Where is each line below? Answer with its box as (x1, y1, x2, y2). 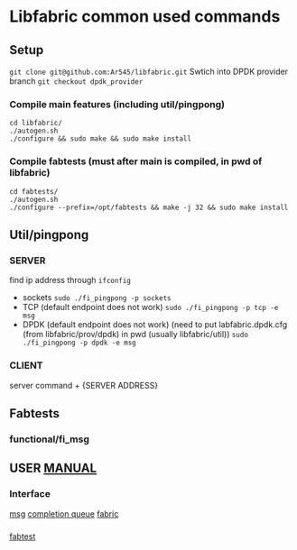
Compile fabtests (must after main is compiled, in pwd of (9, 155, 263, 168)
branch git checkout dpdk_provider (9, 76, 144, 87)
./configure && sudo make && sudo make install (9, 134, 192, 143)
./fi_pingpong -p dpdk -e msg (22, 338, 137, 348)
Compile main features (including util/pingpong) (9, 97, 226, 110)
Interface (9, 488, 51, 500)
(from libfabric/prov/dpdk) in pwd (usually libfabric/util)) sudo (22, 329, 248, 340)
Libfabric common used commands (9, 6, 281, 27)
